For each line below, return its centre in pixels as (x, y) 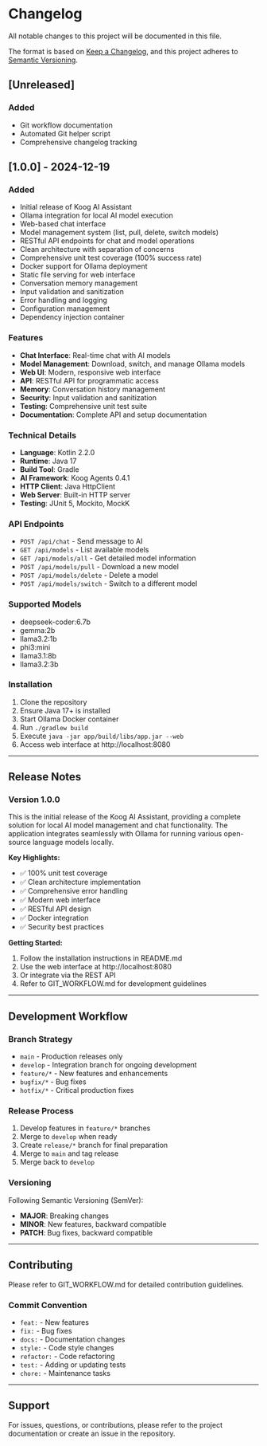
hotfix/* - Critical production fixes (77, 1090)
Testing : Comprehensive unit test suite (83, 406)
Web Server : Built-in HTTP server (75, 494)
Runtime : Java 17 (48, 461)
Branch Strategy (41, 1039)
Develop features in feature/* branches (85, 1128)
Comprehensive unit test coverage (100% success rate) (111, 258)
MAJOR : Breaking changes (64, 1216)
